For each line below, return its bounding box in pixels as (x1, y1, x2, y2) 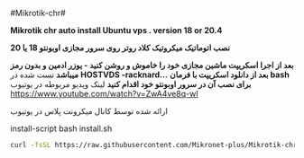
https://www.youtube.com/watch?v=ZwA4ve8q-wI (10, 89, 198, 99)
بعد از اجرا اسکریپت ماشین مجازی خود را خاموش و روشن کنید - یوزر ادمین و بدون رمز (10, 60, 294, 70)
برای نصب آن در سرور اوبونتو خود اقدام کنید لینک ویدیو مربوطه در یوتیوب (10, 79, 252, 89)
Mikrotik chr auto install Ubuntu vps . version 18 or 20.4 (10, 25, 223, 35)
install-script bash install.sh (10, 123, 113, 134)
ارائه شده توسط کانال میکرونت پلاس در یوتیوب (10, 106, 168, 116)
